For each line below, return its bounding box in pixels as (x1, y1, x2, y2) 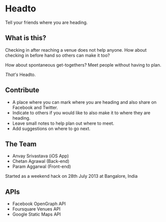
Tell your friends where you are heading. (5, 19, 88, 25)
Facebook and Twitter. (12, 104, 58, 110)
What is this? (5, 34, 47, 42)
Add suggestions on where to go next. (12, 125, 91, 132)
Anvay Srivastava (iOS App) (12, 153, 69, 159)
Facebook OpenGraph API (12, 201, 66, 207)
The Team (5, 140, 37, 148)
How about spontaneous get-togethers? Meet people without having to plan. (5, 62, 162, 68)
